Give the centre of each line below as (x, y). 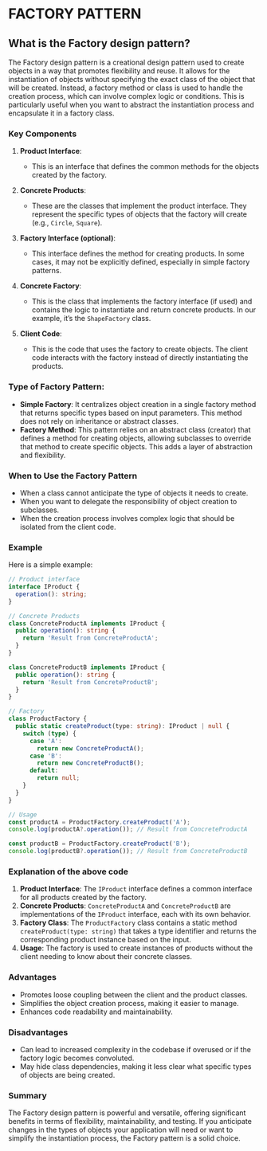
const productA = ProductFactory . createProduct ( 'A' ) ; (100, 822)
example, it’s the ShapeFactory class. (91, 319)
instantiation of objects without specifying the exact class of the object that (132, 79)
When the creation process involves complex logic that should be (127, 518)
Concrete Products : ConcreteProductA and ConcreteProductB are (125, 906)
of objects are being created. (67, 1075)
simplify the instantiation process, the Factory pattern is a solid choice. (124, 1138)
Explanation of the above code (69, 871)
